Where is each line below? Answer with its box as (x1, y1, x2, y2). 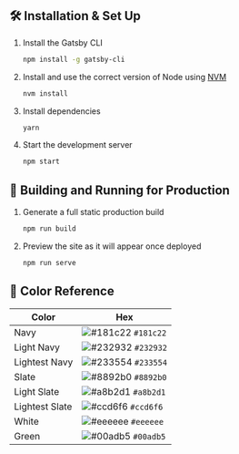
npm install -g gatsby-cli (22, 55, 125, 64)
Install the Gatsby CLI (22, 36, 103, 48)
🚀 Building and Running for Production (9, 182, 230, 198)
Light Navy (14, 341, 61, 354)
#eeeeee (130, 417, 164, 427)
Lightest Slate (14, 400, 73, 413)
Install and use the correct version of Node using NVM (22, 71, 227, 82)
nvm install (22, 88, 68, 98)
